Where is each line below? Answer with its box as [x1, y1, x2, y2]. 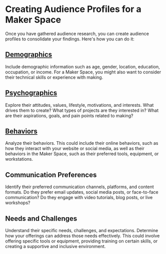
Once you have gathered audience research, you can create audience [5, 30, 149, 36]
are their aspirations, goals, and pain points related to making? [5, 112, 133, 118]
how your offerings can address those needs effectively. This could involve [5, 233, 160, 239]
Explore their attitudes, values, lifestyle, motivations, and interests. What [5, 102, 154, 108]
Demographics [5, 50, 52, 59]
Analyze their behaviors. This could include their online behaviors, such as [5, 140, 158, 146]
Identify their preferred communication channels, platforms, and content [5, 184, 154, 190]
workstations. [5, 156, 33, 162]
